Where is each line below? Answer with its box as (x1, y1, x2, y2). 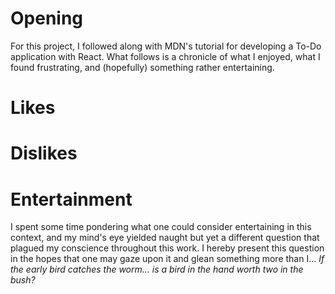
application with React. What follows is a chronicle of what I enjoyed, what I (10, 50, 321, 62)
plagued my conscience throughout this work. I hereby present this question (10, 242, 325, 254)
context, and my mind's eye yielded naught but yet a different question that (10, 232, 320, 244)
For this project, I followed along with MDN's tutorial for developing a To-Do (10, 40, 322, 52)
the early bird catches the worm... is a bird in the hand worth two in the (10, 263, 304, 276)
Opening (10, 7, 84, 30)
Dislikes (10, 142, 78, 165)
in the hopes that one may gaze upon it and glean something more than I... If (10, 253, 325, 265)
